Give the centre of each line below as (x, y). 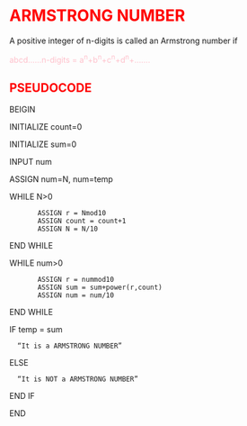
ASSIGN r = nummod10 (76, 280)
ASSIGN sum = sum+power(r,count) (100, 288)
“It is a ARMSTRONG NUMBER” (70, 346)
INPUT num (31, 162)
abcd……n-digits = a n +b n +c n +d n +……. (80, 59)
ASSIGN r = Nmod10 (71, 213)
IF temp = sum (36, 330)
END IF (22, 396)
